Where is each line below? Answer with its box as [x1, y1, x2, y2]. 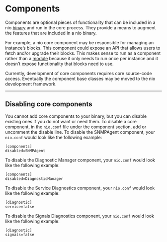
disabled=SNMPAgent [5, 148, 46, 153]
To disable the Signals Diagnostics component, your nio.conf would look [5, 213, 154, 219]
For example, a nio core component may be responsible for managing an [5, 39, 154, 45]
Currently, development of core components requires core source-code [5, 70, 152, 76]
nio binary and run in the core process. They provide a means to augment [5, 24, 156, 30]
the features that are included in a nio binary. [5, 30, 97, 36]
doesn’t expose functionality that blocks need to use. [5, 61, 114, 67]
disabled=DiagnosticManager [5, 176, 64, 181]
